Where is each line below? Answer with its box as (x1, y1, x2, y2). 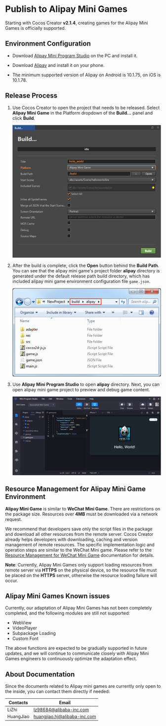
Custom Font (12, 635, 39, 642)
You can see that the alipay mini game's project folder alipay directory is (12, 267, 160, 273)
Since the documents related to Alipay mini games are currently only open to (5, 683, 162, 689)
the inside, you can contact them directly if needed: (5, 688, 110, 694)
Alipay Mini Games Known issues (5, 592, 110, 600)
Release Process (5, 92, 58, 100)
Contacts (8, 699, 28, 705)
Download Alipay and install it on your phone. (12, 62, 105, 68)
